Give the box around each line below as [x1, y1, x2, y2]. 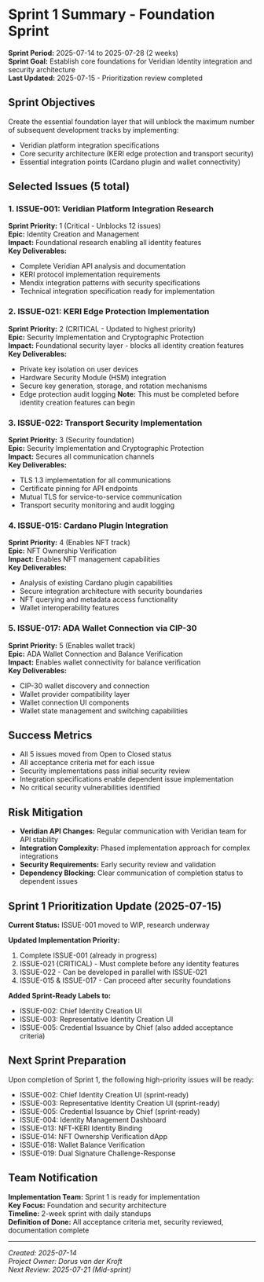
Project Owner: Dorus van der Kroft [8, 1256, 123, 1266]
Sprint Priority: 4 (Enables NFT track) [8, 538, 131, 548]
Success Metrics [8, 729, 93, 742]
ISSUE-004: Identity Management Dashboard [19, 1115, 167, 1124]
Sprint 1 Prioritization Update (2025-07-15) [8, 899, 222, 913]
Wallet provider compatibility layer [19, 689, 130, 698]
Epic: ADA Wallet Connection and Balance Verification [8, 649, 183, 658]
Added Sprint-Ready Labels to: [8, 991, 112, 1001]
